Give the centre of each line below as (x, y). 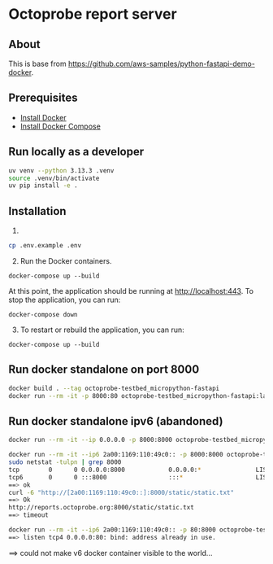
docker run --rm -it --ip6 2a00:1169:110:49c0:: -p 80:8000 (113, 530)
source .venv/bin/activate (54, 178)
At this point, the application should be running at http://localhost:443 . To (131, 291)
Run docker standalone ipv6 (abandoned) (116, 421)
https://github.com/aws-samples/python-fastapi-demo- (162, 63)
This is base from (37, 63)
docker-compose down (43, 314)
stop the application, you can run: (65, 299)
